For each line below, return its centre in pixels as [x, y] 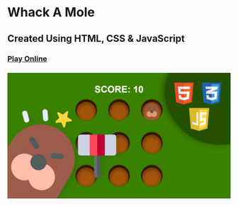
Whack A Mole [51, 12]
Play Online [27, 59]
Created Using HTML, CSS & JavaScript [96, 39]
